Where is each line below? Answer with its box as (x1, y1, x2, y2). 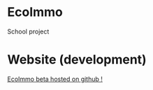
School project (7, 27, 50, 36)
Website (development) (7, 52, 147, 68)
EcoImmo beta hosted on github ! (7, 75, 103, 83)
